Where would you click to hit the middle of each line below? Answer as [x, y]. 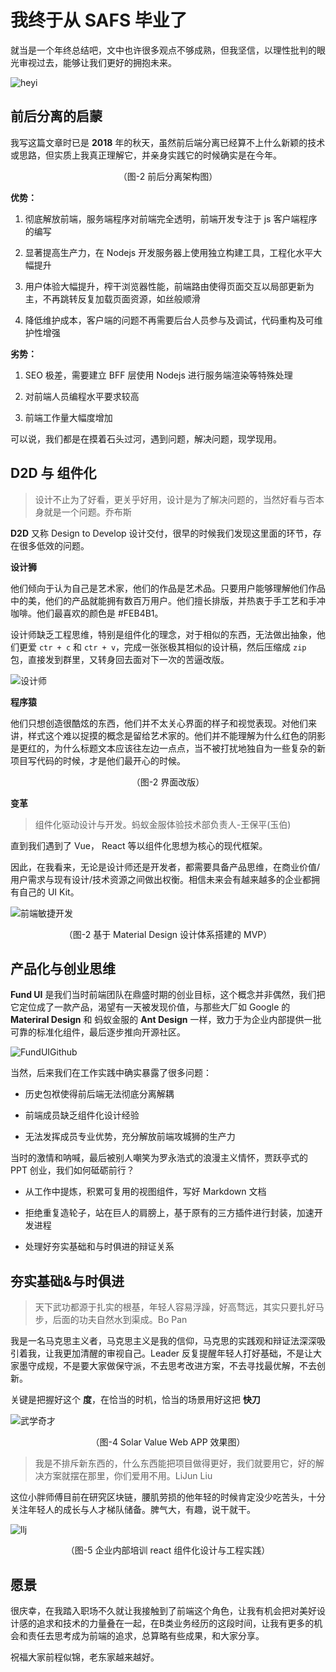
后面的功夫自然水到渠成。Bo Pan [120, 1320]
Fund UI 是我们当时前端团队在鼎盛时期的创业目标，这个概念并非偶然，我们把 [168, 995]
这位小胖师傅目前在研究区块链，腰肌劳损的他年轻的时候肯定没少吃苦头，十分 [168, 1497]
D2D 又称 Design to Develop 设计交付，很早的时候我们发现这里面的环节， [161, 533]
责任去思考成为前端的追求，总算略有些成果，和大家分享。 [146, 1635]
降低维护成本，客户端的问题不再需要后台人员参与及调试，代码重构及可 [169, 320]
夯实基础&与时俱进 [67, 1281]
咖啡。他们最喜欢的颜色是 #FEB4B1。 [87, 613]
